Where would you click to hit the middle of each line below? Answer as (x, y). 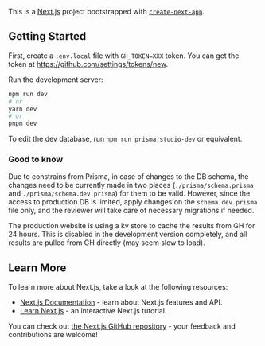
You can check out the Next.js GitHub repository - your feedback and (122, 326)
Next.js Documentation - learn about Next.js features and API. (121, 302)
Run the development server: (56, 80)
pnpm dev (23, 124)
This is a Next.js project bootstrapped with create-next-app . (107, 12)
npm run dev (28, 94)
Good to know (36, 160)
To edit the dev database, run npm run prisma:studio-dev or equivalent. (125, 139)
